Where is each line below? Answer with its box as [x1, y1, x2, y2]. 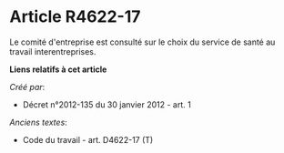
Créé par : [9, 81, 46, 92]
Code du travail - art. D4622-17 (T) [22, 134, 154, 145]
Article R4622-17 [9, 6, 141, 27]
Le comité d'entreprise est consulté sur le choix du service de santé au [9, 36, 276, 47]
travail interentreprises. [9, 46, 96, 56]
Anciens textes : [9, 117, 68, 127]
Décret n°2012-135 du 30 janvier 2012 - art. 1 [22, 98, 191, 110]
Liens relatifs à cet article [9, 64, 107, 75]
